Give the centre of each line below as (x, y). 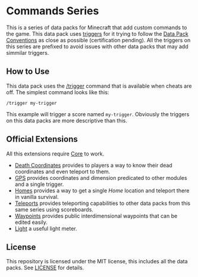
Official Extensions (42, 139)
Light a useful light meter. (46, 228)
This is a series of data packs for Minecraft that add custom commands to (97, 27)
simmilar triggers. (28, 52)
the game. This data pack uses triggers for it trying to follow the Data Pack (97, 33)
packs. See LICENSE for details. (45, 268)
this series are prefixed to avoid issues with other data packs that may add (97, 46)
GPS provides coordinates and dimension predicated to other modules (101, 178)
